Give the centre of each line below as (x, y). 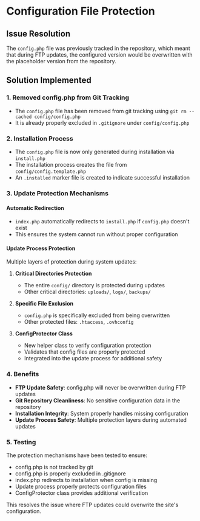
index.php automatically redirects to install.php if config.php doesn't (102, 222)
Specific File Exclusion (44, 304)
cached (23, 117)
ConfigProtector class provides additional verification (82, 493)
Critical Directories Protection (53, 274)
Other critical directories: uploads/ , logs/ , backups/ (88, 292)
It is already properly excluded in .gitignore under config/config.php (102, 122)
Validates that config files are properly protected (85, 352)
